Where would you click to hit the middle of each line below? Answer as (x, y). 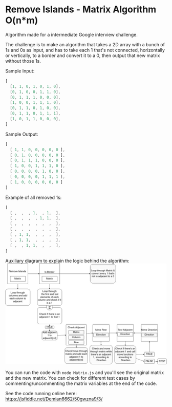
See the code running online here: (41, 393)
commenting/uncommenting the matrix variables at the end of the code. (81, 383)
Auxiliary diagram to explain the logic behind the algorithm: (67, 261)
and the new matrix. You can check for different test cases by (70, 378)
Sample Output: (22, 134)
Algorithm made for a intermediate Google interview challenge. (72, 34)
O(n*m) (22, 20)
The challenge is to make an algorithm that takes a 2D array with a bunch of (85, 44)
